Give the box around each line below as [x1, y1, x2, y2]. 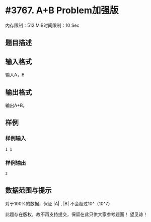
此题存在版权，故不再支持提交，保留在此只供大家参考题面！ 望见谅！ [5, 211, 147, 217]
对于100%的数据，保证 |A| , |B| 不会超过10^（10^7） [5, 200, 113, 206]
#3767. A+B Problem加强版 [5, 5, 119, 16]
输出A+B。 [5, 102, 28, 108]
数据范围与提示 [5, 186, 52, 195]
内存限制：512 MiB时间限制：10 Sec [5, 22, 80, 28]
